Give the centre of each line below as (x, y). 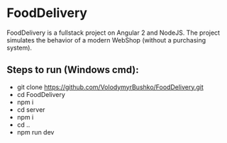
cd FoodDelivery (41, 94)
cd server (31, 109)
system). (20, 47)
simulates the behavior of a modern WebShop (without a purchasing (106, 40)
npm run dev (35, 132)
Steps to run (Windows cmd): (73, 70)
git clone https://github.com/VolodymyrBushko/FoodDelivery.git (110, 87)
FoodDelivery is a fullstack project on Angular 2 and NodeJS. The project (113, 33)
